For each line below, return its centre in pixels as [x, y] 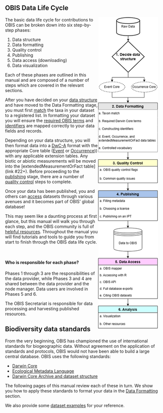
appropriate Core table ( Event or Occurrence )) [51, 150]
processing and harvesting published [42, 309]
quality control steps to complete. [39, 182]
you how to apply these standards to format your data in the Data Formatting [81, 391]
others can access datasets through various [49, 196]
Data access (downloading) [40, 60]
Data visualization [30, 65]
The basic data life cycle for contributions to [49, 19]
